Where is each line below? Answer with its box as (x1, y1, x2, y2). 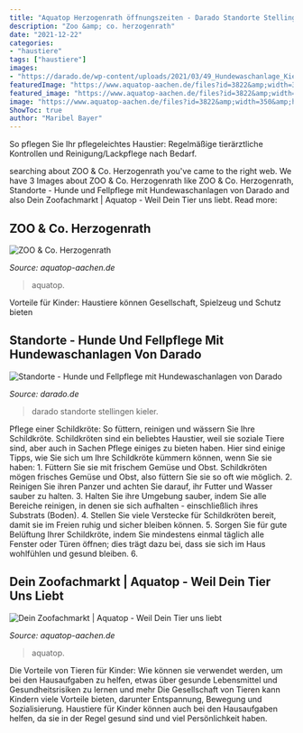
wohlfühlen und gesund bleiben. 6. (9, 548, 138, 559)
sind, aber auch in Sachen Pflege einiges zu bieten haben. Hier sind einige (9, 442, 286, 453)
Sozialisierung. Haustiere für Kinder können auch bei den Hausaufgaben (9, 703, 278, 714)
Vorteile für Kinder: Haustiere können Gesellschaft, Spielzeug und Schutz (9, 297, 281, 308)
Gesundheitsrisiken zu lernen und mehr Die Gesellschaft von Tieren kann (9, 683, 281, 695)
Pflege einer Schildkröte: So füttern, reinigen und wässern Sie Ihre (9, 423, 255, 434)
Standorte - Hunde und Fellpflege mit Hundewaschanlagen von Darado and (9, 185, 290, 196)
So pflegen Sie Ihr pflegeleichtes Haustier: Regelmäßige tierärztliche (9, 139, 263, 150)
